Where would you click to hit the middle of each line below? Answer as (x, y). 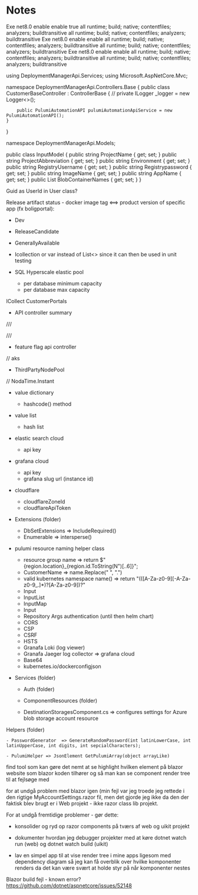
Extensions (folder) (38, 519)
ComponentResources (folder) (60, 700)
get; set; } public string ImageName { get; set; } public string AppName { (94, 173)
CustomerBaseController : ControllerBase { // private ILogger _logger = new (98, 93)
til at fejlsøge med (28, 779)
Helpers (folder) (26, 729)
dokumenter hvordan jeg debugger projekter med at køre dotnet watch (100, 837)
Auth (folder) (39, 689)
